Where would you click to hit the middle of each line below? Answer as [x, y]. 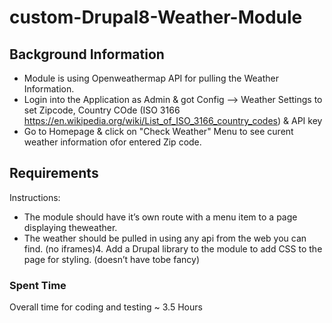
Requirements [54, 173]
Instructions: [35, 197]
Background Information [87, 54]
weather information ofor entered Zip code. [112, 142]
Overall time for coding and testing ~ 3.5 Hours [106, 307]
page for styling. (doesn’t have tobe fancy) [111, 259]
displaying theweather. [70, 227]
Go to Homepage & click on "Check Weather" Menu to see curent [158, 131]
